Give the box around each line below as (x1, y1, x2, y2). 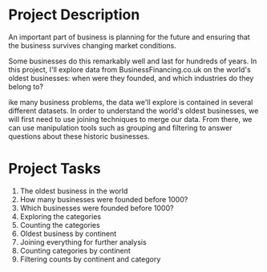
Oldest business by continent (19, 229, 117, 238)
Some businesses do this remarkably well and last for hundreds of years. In (8, 56, 257, 66)
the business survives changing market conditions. (8, 40, 176, 50)
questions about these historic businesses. (8, 131, 150, 141)
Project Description (8, 6, 140, 24)
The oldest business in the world (19, 186, 128, 196)
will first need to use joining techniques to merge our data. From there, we (8, 114, 253, 124)
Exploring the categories (19, 211, 102, 221)
